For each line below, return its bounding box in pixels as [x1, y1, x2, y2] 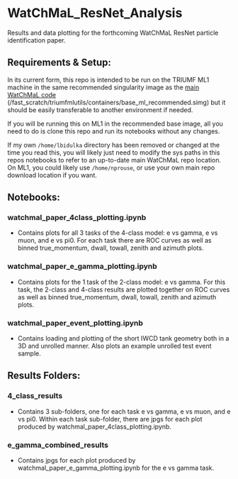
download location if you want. [7, 170, 98, 179]
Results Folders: [7, 370, 81, 382]
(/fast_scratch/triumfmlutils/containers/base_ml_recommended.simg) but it [7, 98, 226, 106]
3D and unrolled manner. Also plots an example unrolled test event [17, 342, 212, 351]
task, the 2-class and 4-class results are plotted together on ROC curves [17, 285, 230, 294]
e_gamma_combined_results [7, 440, 108, 450]
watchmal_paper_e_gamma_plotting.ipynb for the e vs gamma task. [17, 463, 215, 473]
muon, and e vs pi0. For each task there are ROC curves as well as [17, 236, 212, 245]
